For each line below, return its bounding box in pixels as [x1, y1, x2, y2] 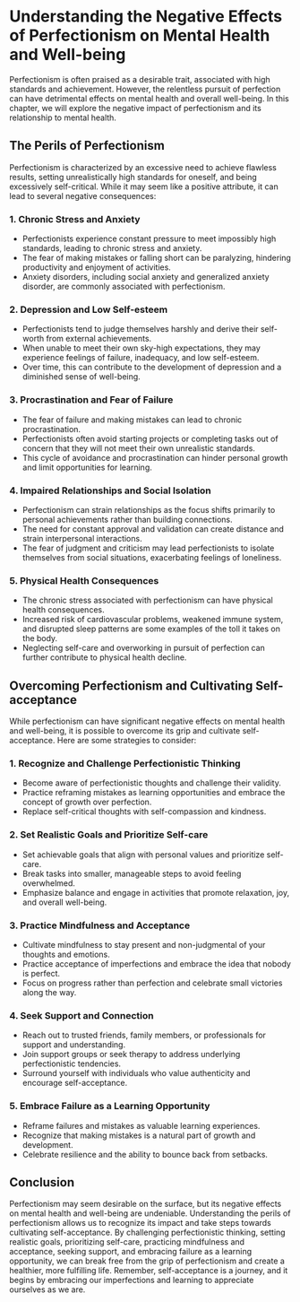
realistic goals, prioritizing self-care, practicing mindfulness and [9, 1237, 244, 1247]
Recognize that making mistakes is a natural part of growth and [21, 1130, 256, 1141]
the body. [21, 633, 58, 644]
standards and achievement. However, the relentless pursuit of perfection [9, 83, 281, 94]
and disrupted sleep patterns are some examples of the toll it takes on [21, 623, 280, 634]
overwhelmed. [21, 877, 76, 889]
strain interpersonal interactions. [21, 533, 142, 543]
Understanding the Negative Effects [9, 6, 283, 27]
